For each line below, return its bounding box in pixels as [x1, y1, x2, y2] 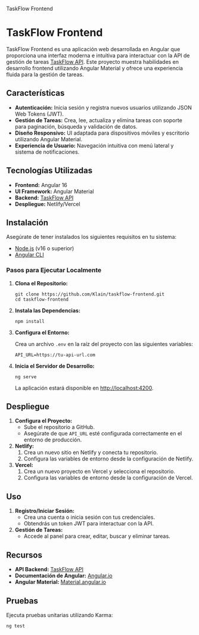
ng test [6, 622, 26, 629]
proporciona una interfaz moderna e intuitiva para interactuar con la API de [6, 52, 190, 59]
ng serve [14, 373, 37, 380]
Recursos [6, 550, 43, 560]
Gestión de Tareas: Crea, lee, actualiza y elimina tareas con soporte [14, 116, 183, 124]
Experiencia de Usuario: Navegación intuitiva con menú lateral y [14, 142, 174, 149]
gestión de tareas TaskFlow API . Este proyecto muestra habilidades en [6, 58, 179, 65]
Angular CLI [14, 251, 44, 259]
